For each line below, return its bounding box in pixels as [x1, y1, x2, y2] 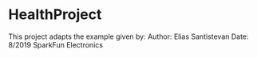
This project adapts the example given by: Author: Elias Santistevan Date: [8, 32, 249, 41]
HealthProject [8, 6, 102, 24]
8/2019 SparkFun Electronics [8, 40, 104, 49]
